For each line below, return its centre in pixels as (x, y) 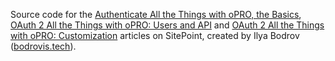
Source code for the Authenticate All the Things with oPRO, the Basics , (156, 14)
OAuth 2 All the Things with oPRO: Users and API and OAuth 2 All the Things (167, 25)
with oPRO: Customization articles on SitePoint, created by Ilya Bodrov (155, 35)
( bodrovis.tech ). (43, 46)
